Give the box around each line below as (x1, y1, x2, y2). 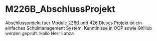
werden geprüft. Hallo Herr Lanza (5, 30, 74, 36)
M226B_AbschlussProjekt (5, 3, 116, 15)
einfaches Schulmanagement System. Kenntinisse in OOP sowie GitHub (5, 25, 152, 31)
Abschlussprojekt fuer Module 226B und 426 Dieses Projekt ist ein (5, 20, 142, 26)
